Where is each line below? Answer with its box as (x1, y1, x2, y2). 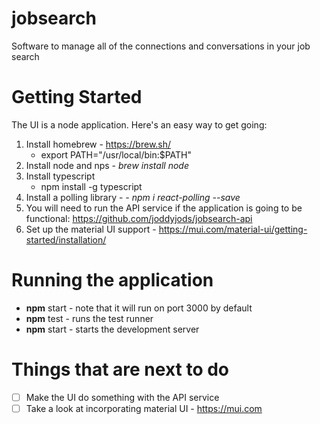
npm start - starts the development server (25, 323, 200, 335)
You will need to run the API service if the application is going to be (25, 202, 303, 214)
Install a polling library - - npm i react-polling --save (25, 191, 241, 203)
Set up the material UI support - (25, 223, 157, 235)
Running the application (11, 269, 214, 292)
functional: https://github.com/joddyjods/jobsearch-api (25, 212, 253, 224)
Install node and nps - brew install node (25, 159, 189, 171)
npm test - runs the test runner (25, 312, 154, 324)
